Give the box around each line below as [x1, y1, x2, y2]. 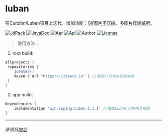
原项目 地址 [5, 127, 27, 133]
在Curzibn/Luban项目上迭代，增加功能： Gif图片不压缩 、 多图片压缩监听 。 [5, 20, 155, 26]
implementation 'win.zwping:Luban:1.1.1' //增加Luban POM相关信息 [14, 106, 150, 111]
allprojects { [5, 60, 35, 65]
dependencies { [5, 101, 37, 107]
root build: [12, 50, 34, 56]
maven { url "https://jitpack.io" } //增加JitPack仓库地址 [14, 73, 135, 78]
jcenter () [14, 69, 35, 74]
